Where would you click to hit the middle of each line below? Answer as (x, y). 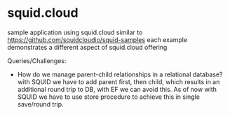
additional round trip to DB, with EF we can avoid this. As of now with (117, 89)
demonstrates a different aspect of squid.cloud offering (87, 47)
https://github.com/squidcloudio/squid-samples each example (97, 39)
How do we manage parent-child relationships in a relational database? (120, 74)
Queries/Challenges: (37, 60)
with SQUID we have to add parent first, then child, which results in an (119, 81)
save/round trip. (41, 104)
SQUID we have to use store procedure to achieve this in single (108, 97)
